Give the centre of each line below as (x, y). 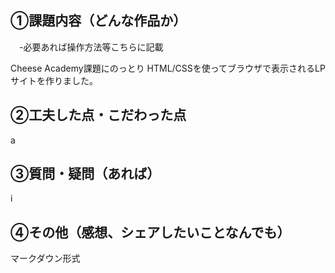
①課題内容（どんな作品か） (98, 21)
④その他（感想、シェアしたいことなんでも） (150, 232)
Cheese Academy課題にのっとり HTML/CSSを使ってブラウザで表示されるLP (168, 68)
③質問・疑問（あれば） (85, 174)
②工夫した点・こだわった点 (98, 115)
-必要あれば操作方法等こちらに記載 (91, 47)
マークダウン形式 (45, 258)
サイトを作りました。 (54, 80)
